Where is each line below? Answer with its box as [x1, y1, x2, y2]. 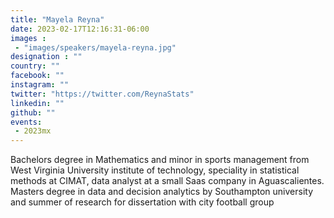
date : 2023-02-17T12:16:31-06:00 [10, 24, 150, 34]
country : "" [10, 61, 60, 71]
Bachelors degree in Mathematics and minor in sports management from [10, 154, 310, 166]
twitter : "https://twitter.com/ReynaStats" [10, 89, 195, 99]
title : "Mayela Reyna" [10, 14, 105, 25]
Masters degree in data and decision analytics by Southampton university [10, 186, 314, 198]
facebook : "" [10, 71, 65, 81]
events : [10, 117, 43, 127]
